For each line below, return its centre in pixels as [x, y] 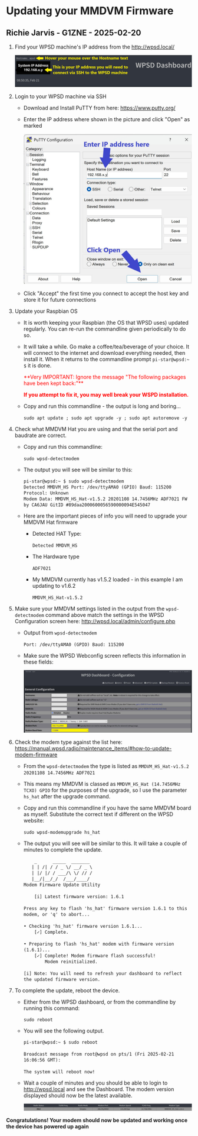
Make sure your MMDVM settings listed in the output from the [90, 609]
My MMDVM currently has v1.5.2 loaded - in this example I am [108, 579]
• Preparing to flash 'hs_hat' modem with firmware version [99, 944]
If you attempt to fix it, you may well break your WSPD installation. [106, 394]
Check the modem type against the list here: [68, 742]
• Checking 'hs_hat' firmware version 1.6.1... [83, 927]
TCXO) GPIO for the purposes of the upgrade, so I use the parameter [105, 790]
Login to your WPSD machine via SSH [60, 96]
